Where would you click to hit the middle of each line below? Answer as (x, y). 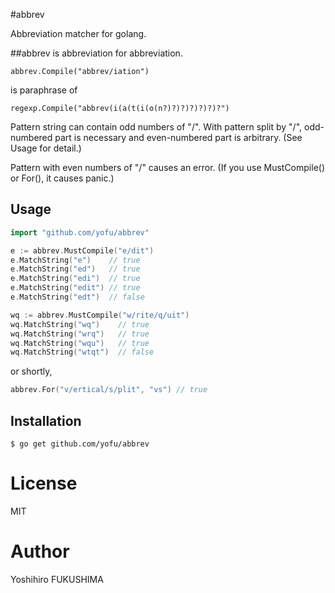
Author (40, 551)
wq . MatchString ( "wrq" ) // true (80, 334)
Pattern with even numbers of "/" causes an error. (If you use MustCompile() (168, 167)
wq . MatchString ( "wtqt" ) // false (82, 352)
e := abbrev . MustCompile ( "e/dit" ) (82, 250)
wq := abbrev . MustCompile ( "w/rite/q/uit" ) (100, 315)
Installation (46, 420)
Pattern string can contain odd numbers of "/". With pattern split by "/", (156, 127)
